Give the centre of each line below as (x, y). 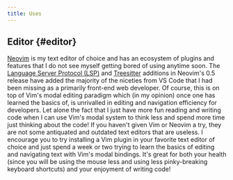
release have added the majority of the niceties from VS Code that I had (110, 81)
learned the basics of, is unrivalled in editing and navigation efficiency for (112, 103)
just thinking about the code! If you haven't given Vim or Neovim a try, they (114, 125)
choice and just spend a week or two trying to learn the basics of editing (111, 147)
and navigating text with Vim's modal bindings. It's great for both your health (117, 154)
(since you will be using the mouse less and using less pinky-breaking (107, 162)
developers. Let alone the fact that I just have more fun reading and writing (114, 110)
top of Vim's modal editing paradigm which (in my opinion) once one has (111, 95)
